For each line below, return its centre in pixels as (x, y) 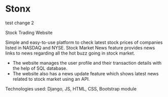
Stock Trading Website (29, 32)
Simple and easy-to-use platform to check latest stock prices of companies (84, 42)
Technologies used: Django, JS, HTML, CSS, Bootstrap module (71, 88)
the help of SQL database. (40, 68)
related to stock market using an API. (51, 79)
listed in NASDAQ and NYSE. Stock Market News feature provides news (80, 47)
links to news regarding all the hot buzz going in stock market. (70, 53)
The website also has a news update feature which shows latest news (86, 73)
